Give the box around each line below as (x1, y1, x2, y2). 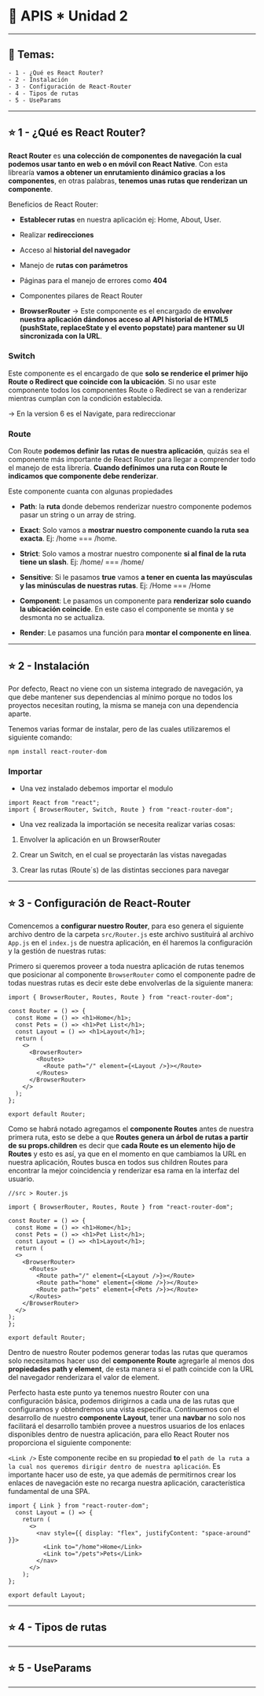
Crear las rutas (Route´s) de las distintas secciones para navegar (19, 865, 229, 875)
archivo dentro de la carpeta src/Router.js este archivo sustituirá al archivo (8, 930, 254, 939)
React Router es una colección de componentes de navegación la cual (8, 151, 242, 160)
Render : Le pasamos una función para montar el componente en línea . (19, 628, 251, 637)
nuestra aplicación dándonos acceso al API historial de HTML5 (19, 314, 229, 324)
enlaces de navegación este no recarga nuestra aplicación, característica (8, 1478, 246, 1488)
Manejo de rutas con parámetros (19, 260, 128, 270)
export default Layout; (8, 1591, 86, 1599)
